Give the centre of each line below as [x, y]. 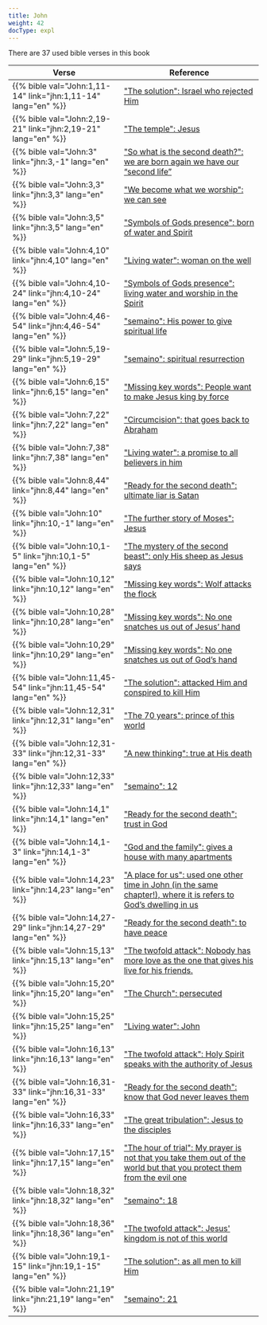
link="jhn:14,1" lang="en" [61, 819]
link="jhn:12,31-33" [67, 754]
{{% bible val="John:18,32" [64, 1190]
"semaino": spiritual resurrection [184, 359]
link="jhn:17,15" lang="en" [63, 1162]
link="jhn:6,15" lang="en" [61, 392]
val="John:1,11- [80, 86]
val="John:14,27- [83, 918]
